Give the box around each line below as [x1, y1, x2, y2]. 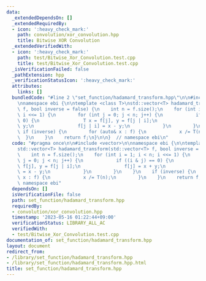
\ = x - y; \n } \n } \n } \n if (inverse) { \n [17, 169, 196, 175]
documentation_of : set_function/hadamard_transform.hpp [6, 237, 152, 243]
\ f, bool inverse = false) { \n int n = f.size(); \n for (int [17, 106, 196, 112]
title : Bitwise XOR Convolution [17, 37, 100, 44]
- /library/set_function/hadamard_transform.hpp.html [6, 260, 147, 266]
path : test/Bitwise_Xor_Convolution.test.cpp [17, 55, 136, 61]
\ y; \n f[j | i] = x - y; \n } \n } [17, 123, 196, 129]
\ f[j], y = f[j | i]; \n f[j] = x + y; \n [17, 163, 166, 169]
